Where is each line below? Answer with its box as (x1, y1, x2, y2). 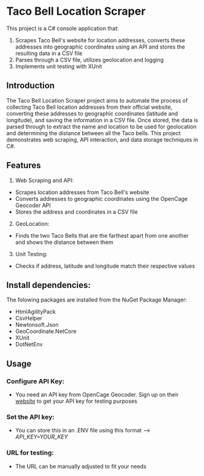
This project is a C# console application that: (6, 25, 119, 32)
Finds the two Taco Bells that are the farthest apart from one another (15, 232, 189, 239)
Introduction (6, 80, 55, 91)
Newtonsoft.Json (15, 321, 59, 329)
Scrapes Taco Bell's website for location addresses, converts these (15, 36, 186, 44)
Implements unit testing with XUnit (15, 63, 102, 70)
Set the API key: (6, 413, 55, 421)
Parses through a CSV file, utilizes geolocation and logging (15, 56, 164, 63)
